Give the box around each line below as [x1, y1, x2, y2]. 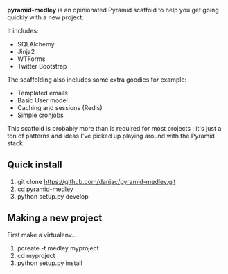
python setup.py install [17, 259, 83, 267]
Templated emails [17, 89, 68, 97]
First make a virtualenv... [7, 230, 78, 239]
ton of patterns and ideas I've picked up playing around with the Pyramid [7, 131, 215, 140]
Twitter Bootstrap [17, 62, 67, 70]
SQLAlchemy [17, 40, 55, 48]
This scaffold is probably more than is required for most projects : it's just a [7, 125, 222, 132]
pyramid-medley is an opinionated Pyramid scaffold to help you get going [7, 6, 220, 14]
